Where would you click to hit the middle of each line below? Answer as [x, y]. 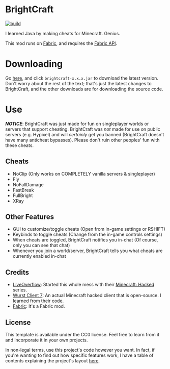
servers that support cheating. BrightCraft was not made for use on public [83, 129]
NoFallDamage [28, 184]
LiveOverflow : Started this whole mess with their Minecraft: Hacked [83, 285]
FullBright [23, 195]
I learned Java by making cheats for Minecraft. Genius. [63, 33]
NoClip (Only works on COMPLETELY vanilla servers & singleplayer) [84, 174]
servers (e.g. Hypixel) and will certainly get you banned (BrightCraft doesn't [85, 134]
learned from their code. [38, 301]
